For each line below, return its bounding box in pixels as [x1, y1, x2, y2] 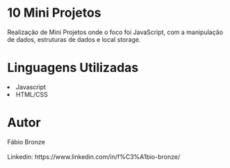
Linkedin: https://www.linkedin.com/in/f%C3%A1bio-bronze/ [7, 152, 181, 161]
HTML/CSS [16, 90, 49, 98]
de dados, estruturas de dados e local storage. [7, 35, 141, 43]
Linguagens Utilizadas [7, 60, 139, 76]
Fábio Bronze [7, 137, 45, 146]
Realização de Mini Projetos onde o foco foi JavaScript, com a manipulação [7, 28, 224, 36]
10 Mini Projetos [7, 5, 102, 21]
